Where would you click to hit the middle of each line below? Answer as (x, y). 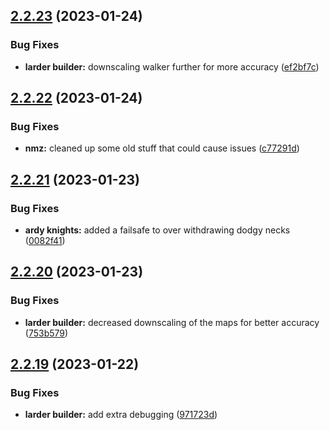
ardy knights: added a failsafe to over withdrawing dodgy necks (157, 230)
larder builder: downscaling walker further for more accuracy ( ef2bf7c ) (172, 66)
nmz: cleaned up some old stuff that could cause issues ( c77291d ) (162, 148)
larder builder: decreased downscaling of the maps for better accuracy (172, 322)
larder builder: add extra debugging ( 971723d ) (121, 415)
